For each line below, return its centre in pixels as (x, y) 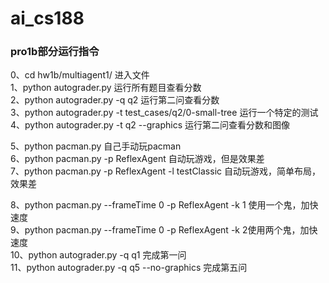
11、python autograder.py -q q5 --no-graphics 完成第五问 (129, 268)
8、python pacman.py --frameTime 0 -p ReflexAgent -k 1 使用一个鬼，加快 (164, 205)
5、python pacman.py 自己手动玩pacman (96, 146)
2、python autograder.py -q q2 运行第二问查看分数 (115, 100)
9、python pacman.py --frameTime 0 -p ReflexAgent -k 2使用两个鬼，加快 (164, 230)
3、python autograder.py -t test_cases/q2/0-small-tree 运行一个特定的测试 (164, 113)
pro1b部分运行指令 (55, 52)
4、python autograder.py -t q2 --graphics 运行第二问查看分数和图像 (150, 125)
